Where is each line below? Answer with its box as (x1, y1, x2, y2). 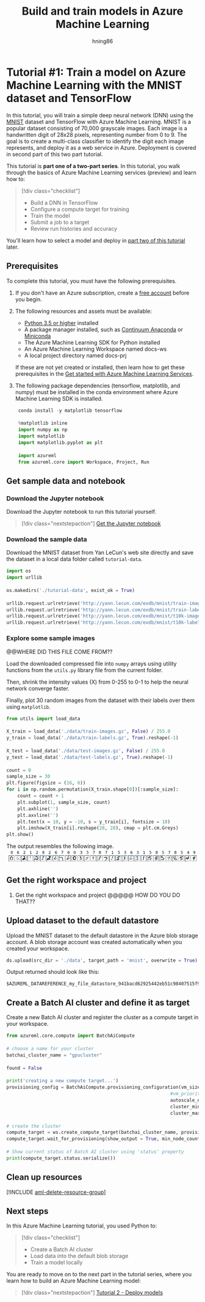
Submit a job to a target (30, 218, 90, 225)
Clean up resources (6, 1172, 82, 1183)
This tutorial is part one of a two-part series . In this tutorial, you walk (6, 162, 181, 169)
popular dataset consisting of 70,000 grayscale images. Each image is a (6, 124, 187, 132)
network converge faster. (6, 684, 70, 692)
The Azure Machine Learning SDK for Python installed (24, 338, 160, 346)
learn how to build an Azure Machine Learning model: (6, 1277, 142, 1284)
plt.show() (6, 832, 34, 838)
